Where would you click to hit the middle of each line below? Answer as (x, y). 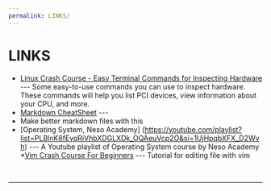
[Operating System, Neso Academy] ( (82, 129)
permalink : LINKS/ (39, 16)
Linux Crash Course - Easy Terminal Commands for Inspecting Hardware (141, 78)
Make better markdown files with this (81, 121)
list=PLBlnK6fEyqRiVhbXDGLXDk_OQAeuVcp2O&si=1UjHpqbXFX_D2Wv (140, 138)
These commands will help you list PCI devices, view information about (138, 95)
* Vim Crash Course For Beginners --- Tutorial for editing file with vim (135, 155)
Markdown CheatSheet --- (64, 112)
